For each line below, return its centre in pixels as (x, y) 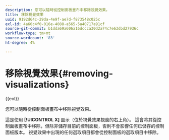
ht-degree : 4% (20, 43)
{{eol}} (12, 98)
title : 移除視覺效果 (24, 15)
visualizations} (37, 84)
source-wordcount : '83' (30, 38)
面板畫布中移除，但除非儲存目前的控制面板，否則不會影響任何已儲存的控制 (87, 126)
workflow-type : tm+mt (28, 33)
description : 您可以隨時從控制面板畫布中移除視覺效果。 (58, 10)
